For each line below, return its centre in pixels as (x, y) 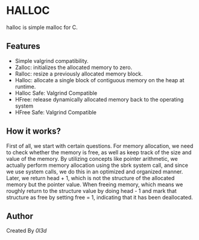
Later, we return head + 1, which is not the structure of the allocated (90, 178)
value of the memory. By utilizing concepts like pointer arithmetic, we (92, 158)
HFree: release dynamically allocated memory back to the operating (99, 99)
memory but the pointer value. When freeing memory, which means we (95, 184)
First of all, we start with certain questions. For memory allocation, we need (100, 146)
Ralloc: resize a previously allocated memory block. (79, 74)
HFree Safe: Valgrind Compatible (56, 112)
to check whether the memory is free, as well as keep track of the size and (99, 152)
